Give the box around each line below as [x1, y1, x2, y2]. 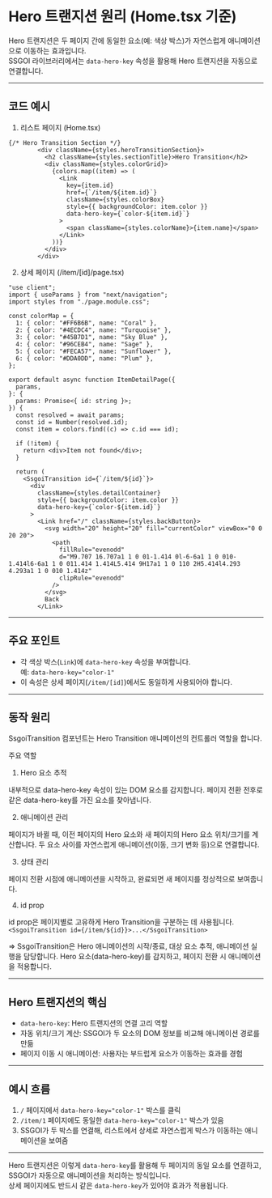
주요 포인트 [8, 634, 61, 648]
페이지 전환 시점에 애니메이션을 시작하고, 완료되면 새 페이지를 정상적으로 [8, 874, 236, 884]
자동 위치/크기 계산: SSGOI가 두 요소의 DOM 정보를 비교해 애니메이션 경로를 [19, 1029, 261, 1039]
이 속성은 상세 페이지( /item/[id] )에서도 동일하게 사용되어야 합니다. [19, 677, 233, 686]
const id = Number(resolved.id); [15, 418, 129, 426]
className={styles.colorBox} [66, 195, 164, 203]
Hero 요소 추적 [19, 768, 67, 778]
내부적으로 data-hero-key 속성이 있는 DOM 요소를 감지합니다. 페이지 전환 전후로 [8, 785, 263, 795]
